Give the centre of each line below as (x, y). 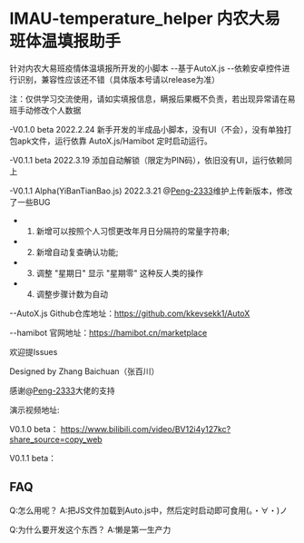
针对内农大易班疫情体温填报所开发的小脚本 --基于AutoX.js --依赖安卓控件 (146, 68)
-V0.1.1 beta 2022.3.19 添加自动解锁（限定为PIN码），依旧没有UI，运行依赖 (147, 160)
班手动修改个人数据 (45, 110)
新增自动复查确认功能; (77, 252)
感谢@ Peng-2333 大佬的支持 (62, 390)
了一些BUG (30, 202)
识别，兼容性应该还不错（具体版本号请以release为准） (118, 79)
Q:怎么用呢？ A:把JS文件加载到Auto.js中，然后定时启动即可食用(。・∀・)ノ (149, 510)
